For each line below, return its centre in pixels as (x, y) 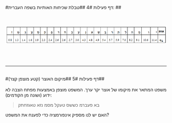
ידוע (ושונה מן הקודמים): (29, 95)
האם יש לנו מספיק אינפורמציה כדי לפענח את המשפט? (57, 115)
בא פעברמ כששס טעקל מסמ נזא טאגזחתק (59, 105)
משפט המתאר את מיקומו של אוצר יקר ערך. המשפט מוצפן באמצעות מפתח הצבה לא (86, 90)
